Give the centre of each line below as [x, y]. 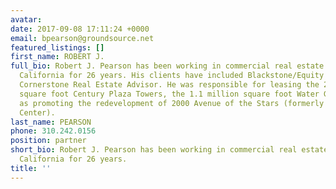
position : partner [48, 141]
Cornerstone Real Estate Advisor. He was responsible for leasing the [169, 85]
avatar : [26, 19]
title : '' [31, 168]
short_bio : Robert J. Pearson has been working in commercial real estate [169, 150]
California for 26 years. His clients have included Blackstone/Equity [172, 76]
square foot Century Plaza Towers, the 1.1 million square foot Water [169, 94]
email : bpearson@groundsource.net [82, 38]
